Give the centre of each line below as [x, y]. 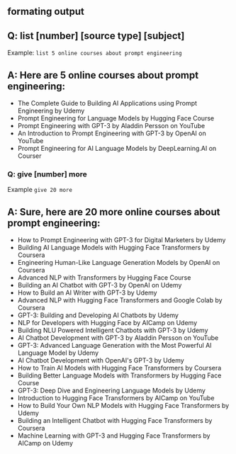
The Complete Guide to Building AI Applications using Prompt [107, 103]
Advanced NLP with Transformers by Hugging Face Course [104, 278]
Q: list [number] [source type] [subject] [96, 36]
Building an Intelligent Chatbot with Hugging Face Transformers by [115, 421]
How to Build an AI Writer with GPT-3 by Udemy [87, 293]
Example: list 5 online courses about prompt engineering [95, 53]
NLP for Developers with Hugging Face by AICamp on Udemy [107, 323]
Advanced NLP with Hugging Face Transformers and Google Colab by [120, 300]
